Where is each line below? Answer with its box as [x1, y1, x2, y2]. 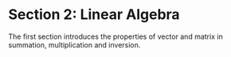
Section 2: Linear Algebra [8, 6, 181, 24]
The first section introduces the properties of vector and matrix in [8, 32, 223, 41]
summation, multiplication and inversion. [8, 40, 141, 49]
